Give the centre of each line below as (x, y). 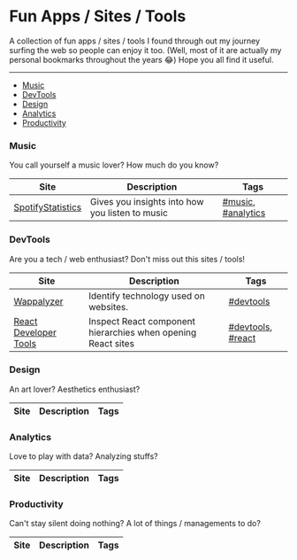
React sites (111, 343)
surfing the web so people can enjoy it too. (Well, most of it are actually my (145, 50)
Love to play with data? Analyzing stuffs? (84, 456)
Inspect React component (142, 321)
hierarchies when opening (142, 332)
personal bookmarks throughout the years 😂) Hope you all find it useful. (141, 59)
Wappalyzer (38, 301)
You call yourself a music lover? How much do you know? (114, 165)
